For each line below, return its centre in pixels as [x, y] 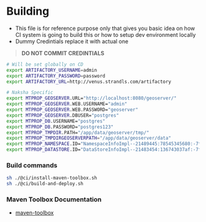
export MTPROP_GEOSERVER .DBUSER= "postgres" [63, 115]
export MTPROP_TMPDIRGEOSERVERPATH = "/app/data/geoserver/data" [89, 138]
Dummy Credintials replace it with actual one [72, 41]
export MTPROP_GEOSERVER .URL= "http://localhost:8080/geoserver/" [91, 98]
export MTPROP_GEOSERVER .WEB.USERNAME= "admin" [67, 104]
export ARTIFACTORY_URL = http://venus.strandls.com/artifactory [89, 82]
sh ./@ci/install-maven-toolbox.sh [52, 178]
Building [28, 11]
